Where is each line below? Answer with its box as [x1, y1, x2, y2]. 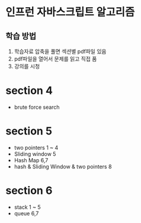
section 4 [5, 84, 53, 98]
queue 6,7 [14, 209, 39, 217]
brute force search [14, 103, 60, 111]
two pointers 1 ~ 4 [14, 144, 59, 151]
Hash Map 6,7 [14, 156, 49, 164]
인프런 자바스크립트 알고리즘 [5, 5, 135, 19]
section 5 [5, 124, 53, 138]
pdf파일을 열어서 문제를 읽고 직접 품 [14, 55, 97, 62]
